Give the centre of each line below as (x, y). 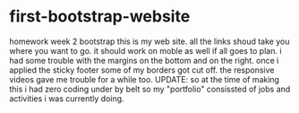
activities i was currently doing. (67, 98)
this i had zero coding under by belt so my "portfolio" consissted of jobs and (150, 89)
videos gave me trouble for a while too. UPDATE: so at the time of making (145, 79)
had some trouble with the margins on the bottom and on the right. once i (144, 60)
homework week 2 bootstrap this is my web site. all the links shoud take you (149, 41)
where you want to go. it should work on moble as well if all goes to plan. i (145, 50)
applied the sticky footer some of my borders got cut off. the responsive (142, 70)
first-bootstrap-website (100, 17)
